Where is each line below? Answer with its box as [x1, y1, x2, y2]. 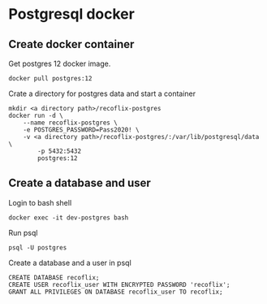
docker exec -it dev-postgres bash [8, 213, 129, 222]
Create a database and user [8, 176, 152, 190]
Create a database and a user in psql [8, 258, 131, 267]
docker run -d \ [8, 111, 63, 119]
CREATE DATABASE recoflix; [8, 273, 100, 281]
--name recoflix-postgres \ [23, 119, 118, 127]
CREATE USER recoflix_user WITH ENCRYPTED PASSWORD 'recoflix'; [8, 280, 230, 289]
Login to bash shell [8, 198, 72, 207]
